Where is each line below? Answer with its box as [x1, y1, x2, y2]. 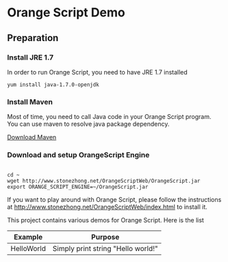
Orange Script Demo [7, 5, 125, 21]
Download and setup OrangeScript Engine [7, 150, 150, 160]
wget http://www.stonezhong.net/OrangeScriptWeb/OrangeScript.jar [7, 178, 201, 185]
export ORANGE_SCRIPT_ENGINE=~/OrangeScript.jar [7, 183, 149, 191]
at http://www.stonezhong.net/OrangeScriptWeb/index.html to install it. [7, 203, 207, 211]
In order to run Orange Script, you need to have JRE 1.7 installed [7, 68, 188, 76]
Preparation [7, 32, 59, 44]
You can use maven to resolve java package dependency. [7, 120, 170, 128]
